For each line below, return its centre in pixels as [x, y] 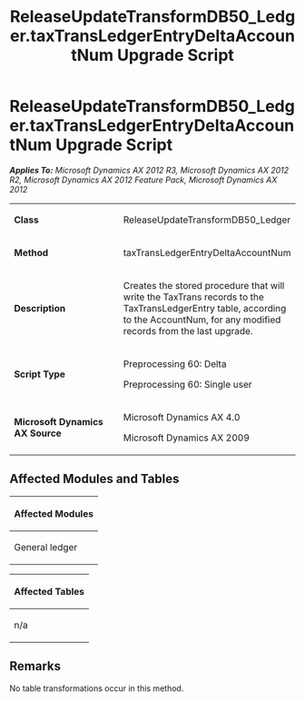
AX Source [38, 433]
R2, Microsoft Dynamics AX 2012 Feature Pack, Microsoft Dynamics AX [143, 180]
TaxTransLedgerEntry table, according [205, 308]
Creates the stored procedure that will [204, 285]
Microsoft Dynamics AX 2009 [186, 438]
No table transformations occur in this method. [97, 688]
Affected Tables [49, 591]
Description [40, 308]
